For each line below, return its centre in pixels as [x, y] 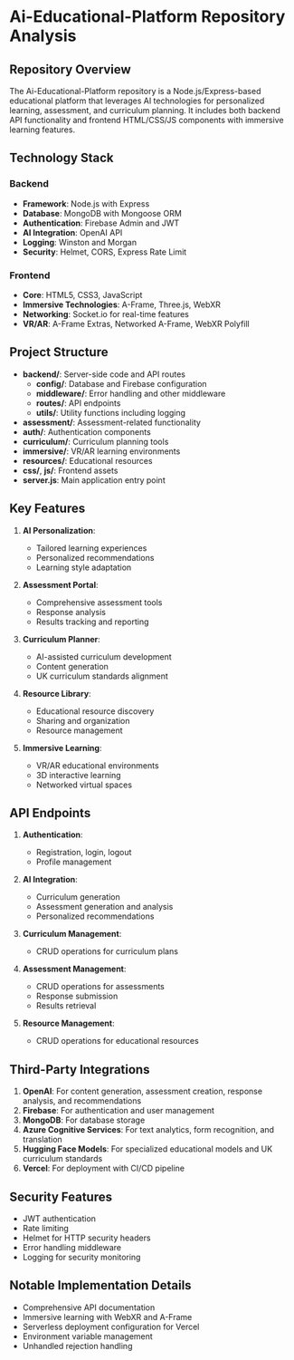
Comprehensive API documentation [89, 1307]
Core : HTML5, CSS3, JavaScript [82, 294]
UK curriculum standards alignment [102, 676]
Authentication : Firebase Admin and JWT [100, 223]
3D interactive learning [78, 775]
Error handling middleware [72, 1248]
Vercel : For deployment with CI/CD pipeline [104, 1168]
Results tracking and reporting [92, 622]
